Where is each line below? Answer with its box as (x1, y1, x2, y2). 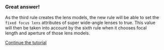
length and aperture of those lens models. (5, 30, 90, 36)
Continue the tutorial (5, 40, 47, 46)
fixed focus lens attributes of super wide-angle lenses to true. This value (5, 20, 156, 25)
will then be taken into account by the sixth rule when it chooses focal (5, 25, 147, 31)
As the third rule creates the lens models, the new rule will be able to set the (5, 15, 159, 21)
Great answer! (5, 3, 40, 10)
